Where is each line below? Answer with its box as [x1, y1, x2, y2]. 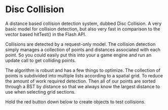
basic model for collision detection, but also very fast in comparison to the [5, 25, 160, 32]
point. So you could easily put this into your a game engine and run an [5, 52, 152, 58]
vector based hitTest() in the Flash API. [5, 31, 86, 37]
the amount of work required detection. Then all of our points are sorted [5, 78, 156, 84]
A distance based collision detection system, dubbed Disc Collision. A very [5, 20, 162, 26]
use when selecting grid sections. [5, 89, 76, 95]
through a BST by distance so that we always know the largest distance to [5, 83, 160, 90]
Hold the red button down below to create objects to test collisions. [5, 98, 146, 105]
